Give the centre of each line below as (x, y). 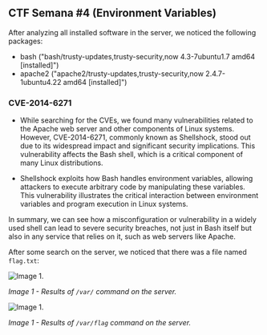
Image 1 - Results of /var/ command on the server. (93, 292)
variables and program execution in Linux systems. (104, 204)
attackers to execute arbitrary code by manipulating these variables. (133, 187)
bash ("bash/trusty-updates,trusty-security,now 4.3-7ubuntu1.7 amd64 (138, 56)
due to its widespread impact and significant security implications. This (138, 146)
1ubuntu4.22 (40, 82)
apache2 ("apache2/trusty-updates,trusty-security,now (112, 73)
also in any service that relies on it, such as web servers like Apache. (122, 236)
